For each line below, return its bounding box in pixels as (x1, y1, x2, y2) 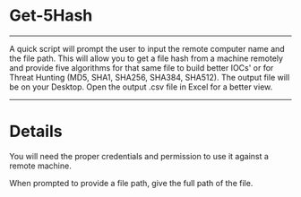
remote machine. (9, 160, 72, 171)
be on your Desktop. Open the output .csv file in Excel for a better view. (9, 81, 273, 92)
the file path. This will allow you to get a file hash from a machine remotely (9, 53, 284, 64)
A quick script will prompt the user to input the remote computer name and (9, 43, 285, 54)
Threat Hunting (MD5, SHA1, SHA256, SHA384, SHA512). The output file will (9, 72, 290, 82)
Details (9, 122, 63, 141)
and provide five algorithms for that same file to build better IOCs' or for (9, 62, 274, 73)
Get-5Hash (9, 5, 93, 26)
